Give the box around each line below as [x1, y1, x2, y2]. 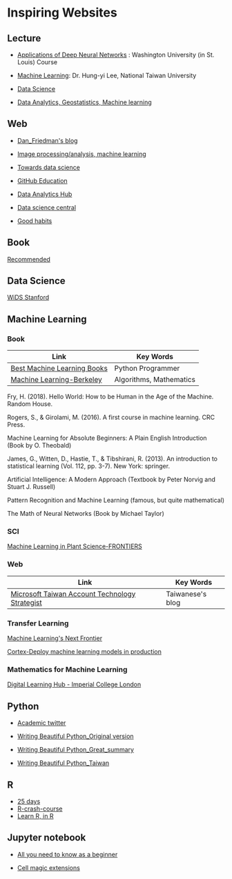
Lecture [7, 32, 41, 44]
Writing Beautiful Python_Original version [17, 732, 134, 740]
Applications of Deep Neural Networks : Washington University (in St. [17, 50, 215, 59]
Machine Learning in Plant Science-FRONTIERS [7, 542, 143, 550]
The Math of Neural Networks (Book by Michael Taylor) [7, 510, 164, 518]
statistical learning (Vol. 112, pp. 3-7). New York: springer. [7, 462, 171, 470]
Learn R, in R [17, 811, 54, 820]
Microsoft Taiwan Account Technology [10, 589, 136, 599]
